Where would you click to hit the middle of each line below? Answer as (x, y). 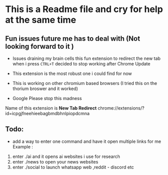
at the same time (41, 20)
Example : (23, 146)
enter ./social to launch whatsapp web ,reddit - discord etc (73, 167)
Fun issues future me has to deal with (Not (73, 38)
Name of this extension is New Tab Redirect (51, 108)
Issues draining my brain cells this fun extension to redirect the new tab (87, 58)
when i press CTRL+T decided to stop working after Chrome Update (81, 64)
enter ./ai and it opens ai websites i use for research (66, 156)
